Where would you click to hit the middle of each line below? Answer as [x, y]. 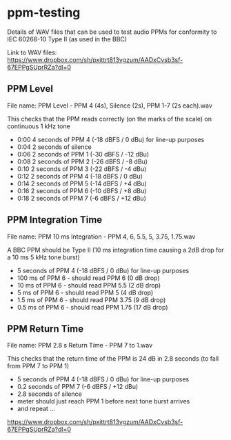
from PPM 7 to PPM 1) [38, 366]
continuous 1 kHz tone [39, 126]
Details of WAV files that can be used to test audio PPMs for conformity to [112, 32]
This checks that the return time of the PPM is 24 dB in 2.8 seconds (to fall [113, 359]
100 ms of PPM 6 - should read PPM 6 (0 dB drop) [88, 278]
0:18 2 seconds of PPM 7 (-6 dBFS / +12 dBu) [82, 198]
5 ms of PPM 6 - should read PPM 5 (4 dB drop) [85, 292]
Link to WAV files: [32, 52]
